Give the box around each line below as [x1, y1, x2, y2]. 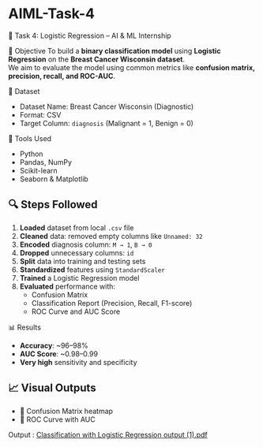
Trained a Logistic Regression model [19, 273, 140, 282]
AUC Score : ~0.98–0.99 [19, 348, 99, 359]
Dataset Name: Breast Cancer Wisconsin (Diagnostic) [19, 102, 194, 111]
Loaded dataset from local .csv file [19, 222, 134, 233]
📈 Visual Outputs [8, 382, 96, 395]
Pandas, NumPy [19, 157, 73, 166]
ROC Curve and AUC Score [31, 307, 121, 316]
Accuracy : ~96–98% [19, 341, 88, 350]
